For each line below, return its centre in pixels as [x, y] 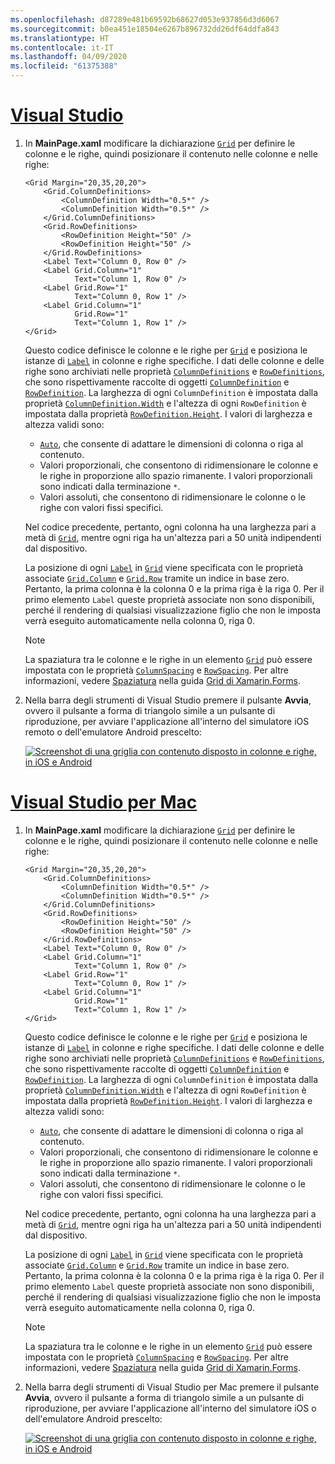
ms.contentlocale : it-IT [62, 47]
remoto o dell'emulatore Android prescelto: [113, 732]
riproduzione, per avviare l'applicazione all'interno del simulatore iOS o [170, 1408]
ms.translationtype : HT [60, 38]
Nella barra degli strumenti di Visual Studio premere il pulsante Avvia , [168, 700]
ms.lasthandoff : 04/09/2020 [69, 57]
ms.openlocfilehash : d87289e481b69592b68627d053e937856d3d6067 [145, 19]
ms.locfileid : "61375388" [64, 66]
